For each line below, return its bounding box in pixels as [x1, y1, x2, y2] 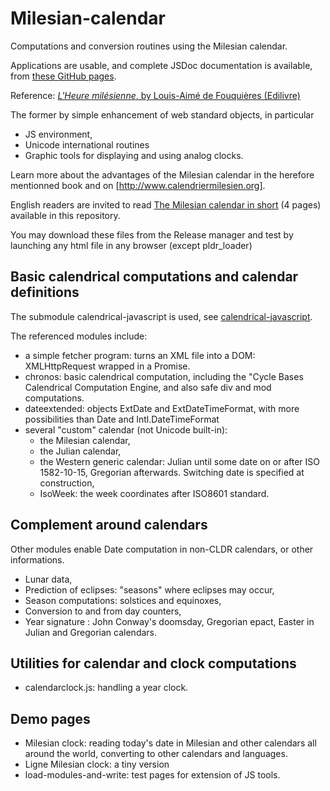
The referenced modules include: [10, 330, 148, 342]
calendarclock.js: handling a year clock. [24, 682, 189, 694]
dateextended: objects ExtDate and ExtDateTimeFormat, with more [24, 402, 300, 414]
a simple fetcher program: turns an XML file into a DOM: [24, 349, 256, 361]
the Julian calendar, [39, 445, 122, 457]
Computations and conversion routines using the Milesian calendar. [10, 40, 288, 52]
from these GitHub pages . [10, 70, 117, 82]
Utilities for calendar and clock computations [10, 655, 297, 672]
